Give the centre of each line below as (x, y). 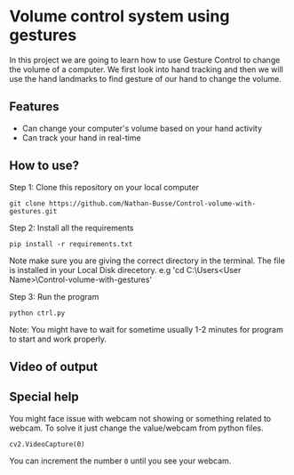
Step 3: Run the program (54, 296)
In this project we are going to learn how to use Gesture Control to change (145, 60)
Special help (44, 397)
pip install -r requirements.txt (71, 244)
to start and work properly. (58, 339)
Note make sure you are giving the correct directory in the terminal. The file (147, 261)
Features (34, 107)
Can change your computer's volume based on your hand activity (142, 128)
